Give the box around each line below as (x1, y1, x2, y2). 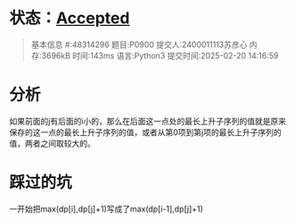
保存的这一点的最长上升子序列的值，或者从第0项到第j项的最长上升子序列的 (9, 126, 283, 138)
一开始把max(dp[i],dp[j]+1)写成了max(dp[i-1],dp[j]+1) (9, 203, 203, 214)
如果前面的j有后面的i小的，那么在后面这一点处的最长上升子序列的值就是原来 (9, 115, 287, 126)
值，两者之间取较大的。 (9, 138, 95, 148)
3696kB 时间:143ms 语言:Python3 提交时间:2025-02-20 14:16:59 (41, 50, 279, 60)
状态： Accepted (9, 8, 130, 28)
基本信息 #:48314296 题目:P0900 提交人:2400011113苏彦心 (30, 39, 248, 50)
